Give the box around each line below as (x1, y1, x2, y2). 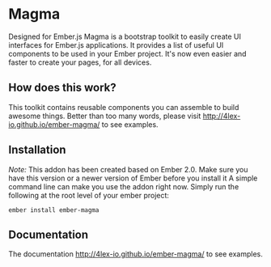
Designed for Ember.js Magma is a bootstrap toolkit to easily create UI (8, 32, 241, 41)
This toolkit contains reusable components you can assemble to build (8, 102, 239, 112)
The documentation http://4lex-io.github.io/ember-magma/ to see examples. (8, 249, 263, 259)
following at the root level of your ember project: (8, 190, 170, 200)
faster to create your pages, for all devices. (8, 57, 152, 67)
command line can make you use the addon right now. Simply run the (8, 181, 239, 191)
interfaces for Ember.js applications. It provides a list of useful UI (8, 40, 224, 49)
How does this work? (8, 81, 116, 95)
